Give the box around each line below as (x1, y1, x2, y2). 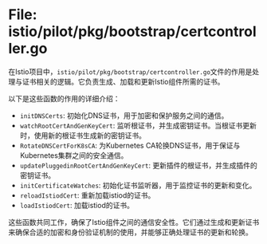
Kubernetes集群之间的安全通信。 (19, 150, 128, 160)
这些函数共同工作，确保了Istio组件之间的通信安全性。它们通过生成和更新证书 (8, 217, 260, 226)
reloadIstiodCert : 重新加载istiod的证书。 (19, 190, 155, 200)
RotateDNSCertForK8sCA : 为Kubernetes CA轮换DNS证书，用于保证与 (19, 140, 241, 150)
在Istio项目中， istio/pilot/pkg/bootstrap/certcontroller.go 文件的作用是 (8, 66, 253, 77)
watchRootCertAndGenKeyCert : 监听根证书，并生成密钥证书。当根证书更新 (19, 120, 257, 130)
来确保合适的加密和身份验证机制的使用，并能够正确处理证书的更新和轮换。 (8, 227, 253, 237)
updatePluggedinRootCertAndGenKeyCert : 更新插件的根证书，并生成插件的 (19, 160, 257, 170)
